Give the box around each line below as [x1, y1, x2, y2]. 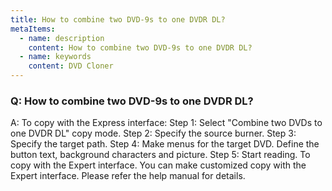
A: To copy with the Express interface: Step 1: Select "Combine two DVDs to [10, 117, 323, 129]
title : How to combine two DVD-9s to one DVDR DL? [10, 14, 226, 25]
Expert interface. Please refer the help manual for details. [10, 170, 246, 182]
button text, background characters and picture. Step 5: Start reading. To [10, 149, 311, 161]
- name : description [19, 33, 105, 43]
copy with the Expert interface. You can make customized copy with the [10, 159, 307, 171]
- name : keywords [19, 52, 92, 62]
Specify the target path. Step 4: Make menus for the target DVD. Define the [10, 138, 320, 150]
